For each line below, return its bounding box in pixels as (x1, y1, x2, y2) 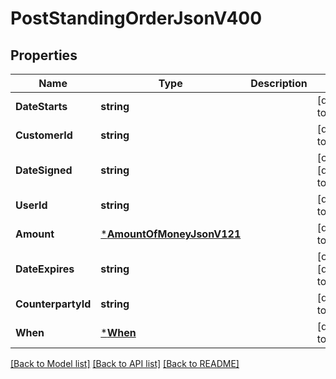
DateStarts (15, 100, 68, 113)
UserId (15, 198, 48, 212)
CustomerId (15, 128, 73, 142)
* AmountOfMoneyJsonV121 (100, 227, 242, 241)
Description (250, 77, 308, 90)
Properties (10, 47, 78, 64)
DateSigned (15, 163, 73, 177)
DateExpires (15, 262, 75, 276)
